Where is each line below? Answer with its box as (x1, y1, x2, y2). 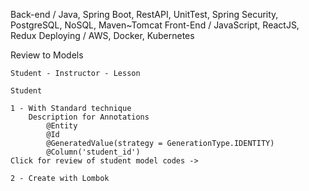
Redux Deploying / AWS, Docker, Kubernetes (10, 30, 195, 41)
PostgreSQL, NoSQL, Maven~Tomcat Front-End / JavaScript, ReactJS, (10, 19, 300, 31)
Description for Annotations (28, 112, 150, 122)
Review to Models (10, 49, 84, 61)
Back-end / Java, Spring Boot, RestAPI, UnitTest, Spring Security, (10, 9, 279, 20)
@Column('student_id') (46, 147, 141, 157)
